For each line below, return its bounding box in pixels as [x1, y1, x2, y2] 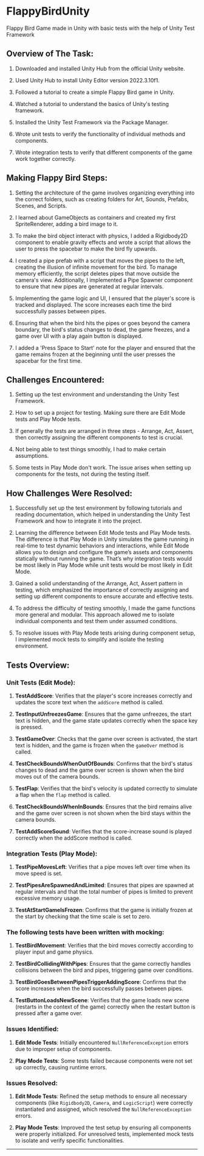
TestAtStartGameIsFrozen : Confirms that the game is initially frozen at [15, 907, 193, 914]
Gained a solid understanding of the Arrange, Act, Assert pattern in [15, 580, 183, 587]
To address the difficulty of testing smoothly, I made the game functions [15, 605, 195, 612]
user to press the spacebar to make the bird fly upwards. [15, 245, 158, 252]
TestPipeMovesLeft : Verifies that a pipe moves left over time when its [15, 863, 191, 871]
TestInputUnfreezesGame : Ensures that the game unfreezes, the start [15, 710, 192, 718]
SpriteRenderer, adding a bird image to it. [15, 220, 118, 227]
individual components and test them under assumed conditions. [15, 618, 178, 625]
